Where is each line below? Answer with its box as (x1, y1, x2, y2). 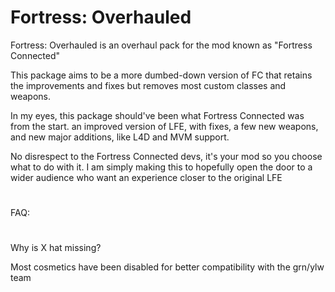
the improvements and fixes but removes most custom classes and (10, 79, 287, 91)
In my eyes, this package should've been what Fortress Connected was (10, 109, 305, 121)
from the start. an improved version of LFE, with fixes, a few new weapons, (10, 120, 319, 132)
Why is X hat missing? (10, 242, 102, 254)
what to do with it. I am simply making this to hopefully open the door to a (10, 161, 313, 173)
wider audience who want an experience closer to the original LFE (10, 171, 283, 183)
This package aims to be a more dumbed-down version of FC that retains (10, 69, 313, 81)
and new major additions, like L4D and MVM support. (10, 131, 230, 143)
